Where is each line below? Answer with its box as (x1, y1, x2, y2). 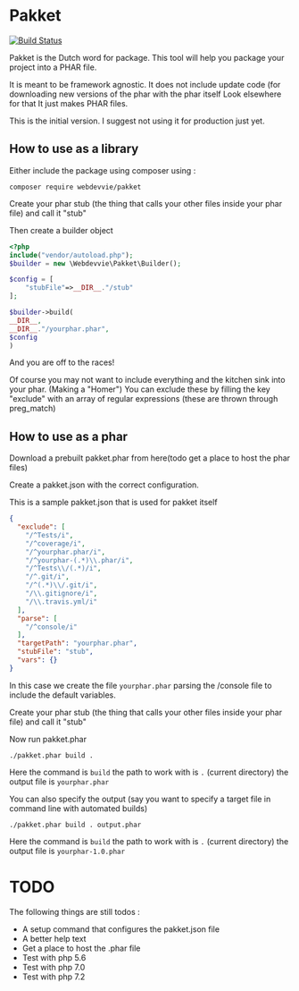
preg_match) (9, 403, 56, 414)
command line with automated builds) (9, 802, 148, 814)
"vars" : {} (17, 656, 58, 665)
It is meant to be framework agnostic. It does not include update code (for (9, 79, 281, 89)
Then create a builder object (9, 224, 113, 235)
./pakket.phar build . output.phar (9, 820, 142, 829)
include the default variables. (9, 690, 116, 700)
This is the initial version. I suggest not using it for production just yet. (9, 115, 265, 126)
